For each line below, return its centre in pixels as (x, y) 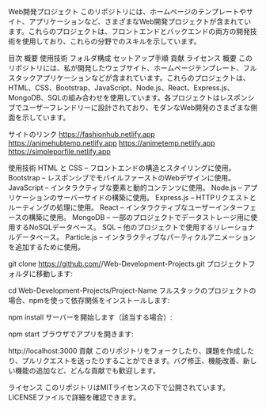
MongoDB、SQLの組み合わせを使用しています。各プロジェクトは (114, 98)
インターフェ (236, 207)
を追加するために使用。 (46, 247)
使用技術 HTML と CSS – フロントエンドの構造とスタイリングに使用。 (122, 168)
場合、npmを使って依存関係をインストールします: (89, 300)
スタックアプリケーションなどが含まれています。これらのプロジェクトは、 (129, 78)
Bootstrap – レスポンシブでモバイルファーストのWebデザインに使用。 (122, 178)
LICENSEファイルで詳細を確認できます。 (74, 397)
